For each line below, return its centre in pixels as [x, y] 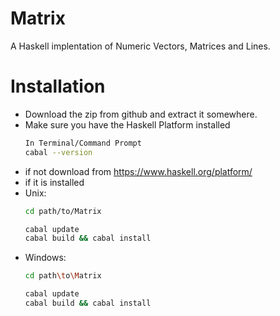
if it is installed [54, 182]
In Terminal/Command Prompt [83, 143]
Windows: [45, 258]
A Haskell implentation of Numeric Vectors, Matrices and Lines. [140, 46]
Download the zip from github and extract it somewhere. [141, 114]
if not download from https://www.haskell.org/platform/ [138, 171]
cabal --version [58, 152]
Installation [58, 86]
